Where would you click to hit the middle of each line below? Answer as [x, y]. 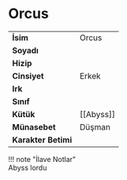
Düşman [95, 127]
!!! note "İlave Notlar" [42, 159]
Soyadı [26, 50]
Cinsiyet [28, 75]
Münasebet [34, 127]
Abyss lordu [28, 167]
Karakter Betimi [42, 140]
